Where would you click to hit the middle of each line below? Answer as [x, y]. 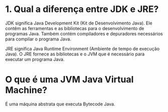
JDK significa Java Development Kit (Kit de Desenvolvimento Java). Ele [79, 23]
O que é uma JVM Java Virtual [69, 80]
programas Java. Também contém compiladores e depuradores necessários [84, 33]
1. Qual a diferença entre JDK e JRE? [82, 9]
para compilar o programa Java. [38, 39]
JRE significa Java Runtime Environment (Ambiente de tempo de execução [82, 48]
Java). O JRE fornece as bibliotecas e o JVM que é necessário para [75, 54]
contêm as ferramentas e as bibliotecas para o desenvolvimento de [75, 28]
